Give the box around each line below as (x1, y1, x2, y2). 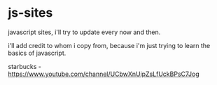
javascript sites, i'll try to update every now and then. (8, 28, 161, 36)
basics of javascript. (8, 49, 66, 57)
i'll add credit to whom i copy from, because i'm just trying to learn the (8, 41, 211, 49)
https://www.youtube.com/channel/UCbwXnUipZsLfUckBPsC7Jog (8, 70, 200, 78)
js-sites (8, 5, 53, 21)
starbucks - (8, 62, 41, 70)
